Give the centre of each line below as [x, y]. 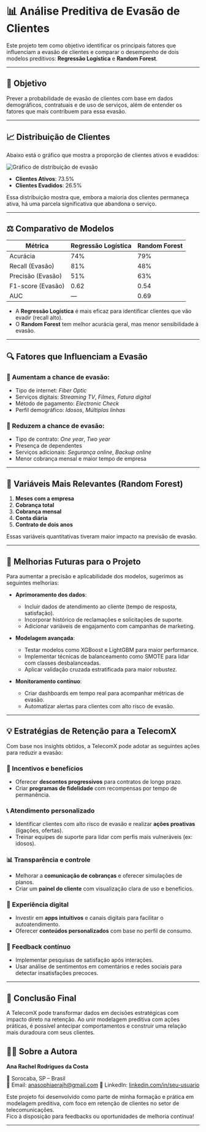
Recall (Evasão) [32, 266]
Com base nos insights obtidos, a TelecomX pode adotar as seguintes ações [103, 746]
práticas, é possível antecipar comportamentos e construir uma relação [97, 1026]
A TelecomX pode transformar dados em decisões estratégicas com [93, 1013]
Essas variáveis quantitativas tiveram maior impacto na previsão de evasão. [102, 537]
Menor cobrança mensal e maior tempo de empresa [81, 459]
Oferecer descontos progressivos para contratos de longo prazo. [99, 782]
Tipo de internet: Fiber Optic [51, 391]
